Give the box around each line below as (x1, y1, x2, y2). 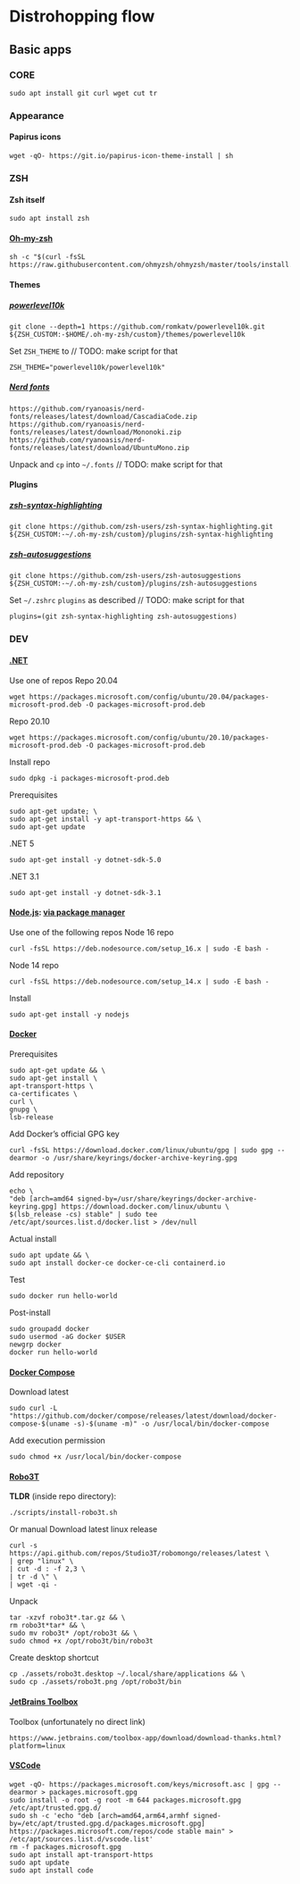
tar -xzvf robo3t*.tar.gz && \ (9, 1613, 126, 1622)
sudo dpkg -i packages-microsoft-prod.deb (9, 774, 170, 783)
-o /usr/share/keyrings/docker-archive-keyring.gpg (41, 1153, 238, 1162)
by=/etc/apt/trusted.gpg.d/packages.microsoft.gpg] (9, 1819, 205, 1828)
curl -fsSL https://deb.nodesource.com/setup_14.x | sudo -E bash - (9, 976, 270, 986)
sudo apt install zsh (9, 214, 90, 223)
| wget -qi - (9, 1580, 58, 1589)
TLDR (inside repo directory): (9, 1491, 117, 1502)
